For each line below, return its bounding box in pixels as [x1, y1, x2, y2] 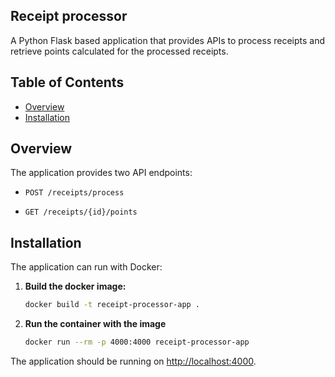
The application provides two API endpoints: [10, 167, 193, 179]
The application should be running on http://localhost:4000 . [10, 355, 257, 367]
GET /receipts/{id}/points [24, 207, 138, 218]
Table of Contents [10, 74, 125, 91]
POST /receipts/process [24, 188, 125, 198]
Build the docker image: [24, 280, 127, 293]
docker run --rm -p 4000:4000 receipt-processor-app [24, 337, 250, 348]
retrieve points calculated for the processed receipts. [10, 45, 229, 57]
